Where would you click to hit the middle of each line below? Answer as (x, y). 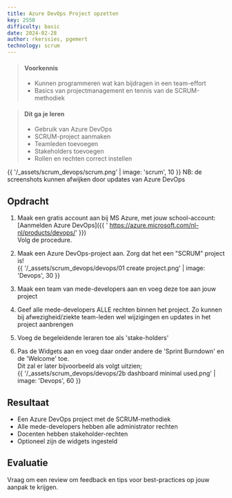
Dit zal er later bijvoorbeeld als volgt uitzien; (80, 366)
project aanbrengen (45, 324)
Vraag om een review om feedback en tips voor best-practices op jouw (108, 479)
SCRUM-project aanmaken (72, 136)
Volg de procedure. (45, 240)
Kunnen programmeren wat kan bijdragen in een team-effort (120, 83)
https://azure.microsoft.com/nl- (154, 225)
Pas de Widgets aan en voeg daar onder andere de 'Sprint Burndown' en (120, 351)
